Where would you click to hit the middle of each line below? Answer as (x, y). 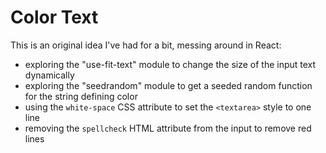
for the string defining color (81, 96)
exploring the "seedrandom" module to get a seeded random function (168, 85)
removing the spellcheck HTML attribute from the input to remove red (168, 128)
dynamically (49, 75)
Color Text (54, 17)
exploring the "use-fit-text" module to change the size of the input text (170, 64)
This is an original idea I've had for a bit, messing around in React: (146, 45)
